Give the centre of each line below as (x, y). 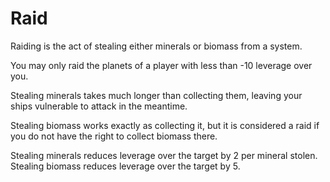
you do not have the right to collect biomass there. (114, 136)
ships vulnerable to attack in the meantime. (99, 106)
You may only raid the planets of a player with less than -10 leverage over (161, 65)
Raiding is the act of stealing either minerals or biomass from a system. (156, 46)
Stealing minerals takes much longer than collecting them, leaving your (156, 95)
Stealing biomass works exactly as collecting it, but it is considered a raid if (165, 125)
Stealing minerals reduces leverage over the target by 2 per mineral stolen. (164, 155)
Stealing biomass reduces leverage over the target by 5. (125, 166)
